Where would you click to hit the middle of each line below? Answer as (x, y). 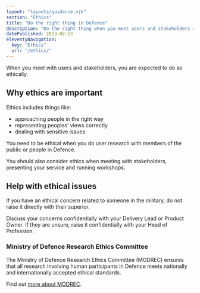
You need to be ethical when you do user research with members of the (94, 143)
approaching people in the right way (59, 119)
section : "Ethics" (29, 17)
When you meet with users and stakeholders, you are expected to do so (94, 68)
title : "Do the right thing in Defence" (57, 23)
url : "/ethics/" (32, 51)
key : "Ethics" (29, 45)
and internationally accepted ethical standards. (64, 272)
